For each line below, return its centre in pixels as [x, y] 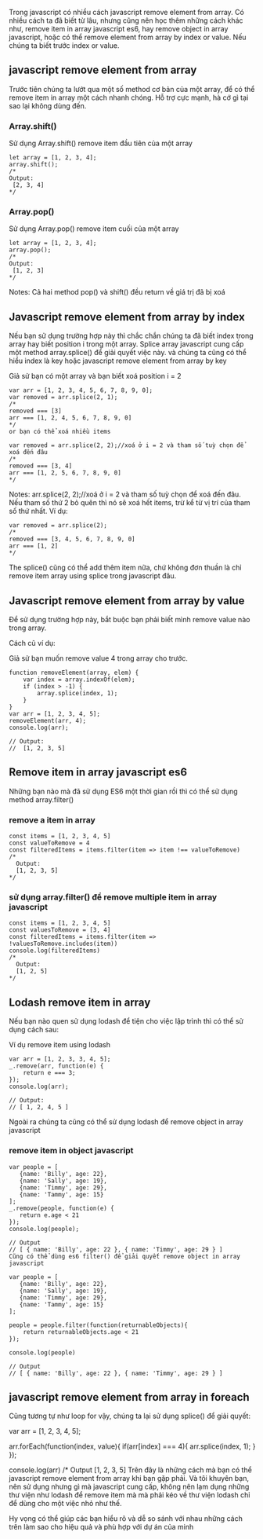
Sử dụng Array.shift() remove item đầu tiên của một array [101, 143]
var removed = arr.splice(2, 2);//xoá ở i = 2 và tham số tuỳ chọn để [126, 445]
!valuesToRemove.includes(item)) [63, 944]
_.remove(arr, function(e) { [56, 1066]
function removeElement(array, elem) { [74, 673]
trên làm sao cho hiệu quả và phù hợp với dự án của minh [101, 1527]
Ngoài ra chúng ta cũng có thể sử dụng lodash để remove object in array [126, 1122]
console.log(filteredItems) [55, 951]
